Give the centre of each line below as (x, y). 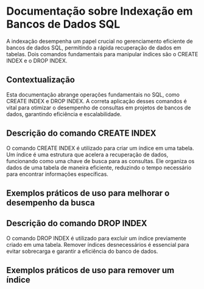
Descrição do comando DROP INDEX (77, 223)
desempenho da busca (51, 203)
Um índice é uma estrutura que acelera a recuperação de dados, (87, 155)
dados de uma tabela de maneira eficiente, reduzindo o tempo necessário (99, 167)
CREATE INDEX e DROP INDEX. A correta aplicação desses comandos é (97, 101)
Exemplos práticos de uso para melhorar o (88, 193)
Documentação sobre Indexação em (100, 11)
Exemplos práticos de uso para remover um (90, 270)
